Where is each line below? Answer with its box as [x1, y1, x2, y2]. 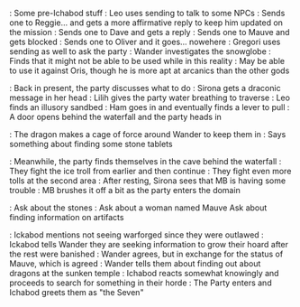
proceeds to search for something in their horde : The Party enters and [9, 277, 272, 288]
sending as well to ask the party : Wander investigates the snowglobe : [9, 46, 272, 57]
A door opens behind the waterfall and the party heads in [9, 112, 223, 122]
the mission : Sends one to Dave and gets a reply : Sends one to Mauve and [9, 27, 290, 37]
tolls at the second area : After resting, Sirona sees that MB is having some [9, 175, 286, 186]
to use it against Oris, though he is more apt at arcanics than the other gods [9, 65, 290, 76]
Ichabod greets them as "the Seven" [9, 287, 144, 297]
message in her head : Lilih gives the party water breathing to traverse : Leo [9, 92, 291, 103]
